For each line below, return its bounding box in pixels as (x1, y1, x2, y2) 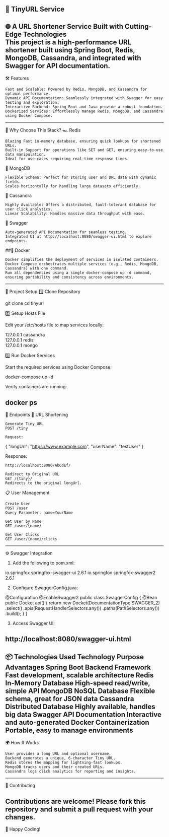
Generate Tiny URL (5, 422, 44, 427)
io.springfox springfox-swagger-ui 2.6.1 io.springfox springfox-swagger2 (5, 570, 156, 576)
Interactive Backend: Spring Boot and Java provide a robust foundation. (5, 104, 163, 110)
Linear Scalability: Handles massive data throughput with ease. (5, 211, 145, 217)
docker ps (5, 398, 38, 407)
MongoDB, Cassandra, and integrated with (5, 53, 142, 62)
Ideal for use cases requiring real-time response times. (5, 157, 129, 162)
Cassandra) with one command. (5, 266, 69, 271)
